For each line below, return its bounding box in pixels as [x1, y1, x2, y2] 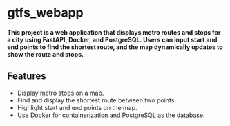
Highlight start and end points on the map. [17, 103, 137, 111]
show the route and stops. [7, 50, 84, 58]
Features [7, 71, 46, 82]
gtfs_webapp [7, 5, 84, 21]
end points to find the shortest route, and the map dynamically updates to [7, 43, 223, 51]
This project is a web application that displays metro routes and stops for [7, 28, 221, 36]
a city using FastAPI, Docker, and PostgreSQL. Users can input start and [7, 35, 218, 44]
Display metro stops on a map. [17, 89, 104, 97]
